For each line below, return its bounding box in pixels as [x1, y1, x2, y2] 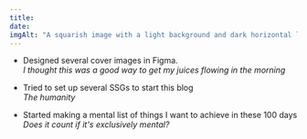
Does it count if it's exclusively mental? [22, 119, 170, 130]
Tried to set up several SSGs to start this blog [22, 83, 194, 94]
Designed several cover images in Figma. [22, 55, 178, 66]
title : [9, 13, 35, 23]
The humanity [22, 92, 76, 103]
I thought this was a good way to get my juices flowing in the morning [22, 65, 286, 75]
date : [9, 22, 30, 31]
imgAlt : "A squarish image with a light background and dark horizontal [9, 30, 292, 39]
